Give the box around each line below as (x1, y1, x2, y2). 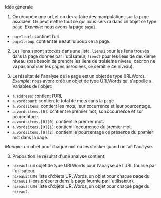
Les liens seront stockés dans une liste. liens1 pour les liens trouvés (12, 48, 150, 54)
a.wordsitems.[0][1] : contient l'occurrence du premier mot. (12, 124, 132, 130)
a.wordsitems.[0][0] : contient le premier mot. (12, 119, 104, 124)
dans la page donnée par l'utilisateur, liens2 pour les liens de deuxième (12, 53, 156, 59)
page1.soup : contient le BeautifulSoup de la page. (12, 39, 111, 44)
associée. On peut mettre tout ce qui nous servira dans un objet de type (12, 19, 157, 24)
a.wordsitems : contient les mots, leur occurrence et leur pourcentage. (12, 103, 152, 109)
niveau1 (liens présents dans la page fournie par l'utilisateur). (12, 178, 135, 184)
